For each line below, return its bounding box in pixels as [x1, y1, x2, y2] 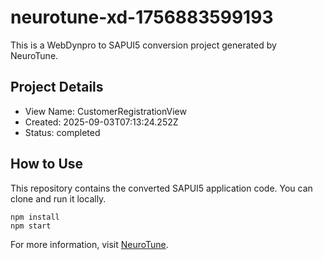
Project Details [10, 79, 104, 96]
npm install [10, 212, 60, 222]
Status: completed [24, 126, 101, 138]
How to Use [10, 156, 84, 173]
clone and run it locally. [10, 192, 107, 205]
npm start [10, 221, 52, 231]
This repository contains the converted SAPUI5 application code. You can [10, 182, 313, 194]
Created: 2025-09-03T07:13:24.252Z [24, 116, 179, 128]
